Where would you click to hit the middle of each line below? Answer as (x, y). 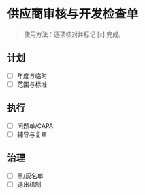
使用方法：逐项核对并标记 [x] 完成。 (74, 34)
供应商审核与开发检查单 (73, 14)
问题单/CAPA (35, 126)
